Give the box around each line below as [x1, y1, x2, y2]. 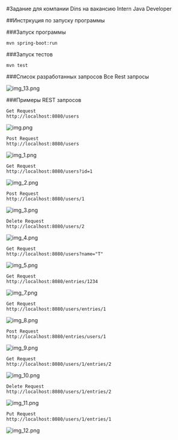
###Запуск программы [6, 28, 66, 36]
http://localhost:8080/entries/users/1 [6, 334, 106, 340]
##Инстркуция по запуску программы [6, 17, 105, 24]
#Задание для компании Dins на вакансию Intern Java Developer [6, 5, 172, 12]
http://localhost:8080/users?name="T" [6, 251, 103, 257]
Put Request [6, 411, 36, 417]
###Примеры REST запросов [6, 97, 82, 103]
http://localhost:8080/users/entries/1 [6, 306, 106, 312]
